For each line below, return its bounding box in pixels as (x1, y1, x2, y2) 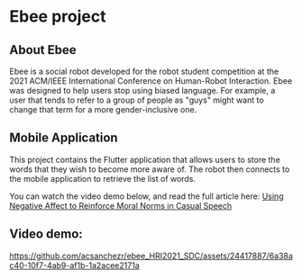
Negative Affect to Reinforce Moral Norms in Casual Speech (9, 200, 233, 211)
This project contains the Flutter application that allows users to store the (9, 154, 281, 165)
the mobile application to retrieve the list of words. (9, 173, 197, 184)
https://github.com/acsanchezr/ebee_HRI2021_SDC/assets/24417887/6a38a (9, 250, 293, 261)
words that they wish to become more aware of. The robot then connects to (9, 164, 290, 175)
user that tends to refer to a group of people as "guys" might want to (9, 94, 264, 105)
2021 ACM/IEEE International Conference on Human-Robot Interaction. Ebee (9, 76, 293, 86)
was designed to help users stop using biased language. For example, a (9, 85, 276, 95)
